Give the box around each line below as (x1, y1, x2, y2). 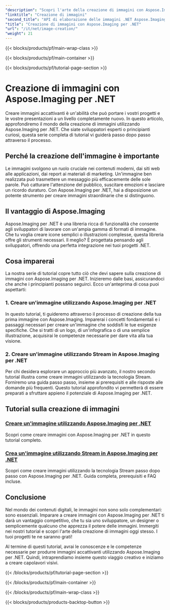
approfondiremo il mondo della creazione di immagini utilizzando (5, 120, 140, 127)
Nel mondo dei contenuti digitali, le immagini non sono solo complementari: (5, 506, 162, 512)
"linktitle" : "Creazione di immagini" (5, 12, 87, 17)
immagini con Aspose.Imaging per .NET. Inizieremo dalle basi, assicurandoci (5, 276, 164, 282)
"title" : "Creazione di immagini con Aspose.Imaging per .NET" (5, 21, 142, 27)
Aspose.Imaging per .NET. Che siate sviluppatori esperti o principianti (5, 126, 150, 132)
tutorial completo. (5, 437, 42, 443)
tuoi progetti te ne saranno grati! (5, 533, 72, 539)
